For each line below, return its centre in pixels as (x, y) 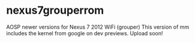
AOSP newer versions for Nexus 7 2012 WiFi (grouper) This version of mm (98, 27)
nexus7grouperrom (55, 10)
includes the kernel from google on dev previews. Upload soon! (85, 33)
